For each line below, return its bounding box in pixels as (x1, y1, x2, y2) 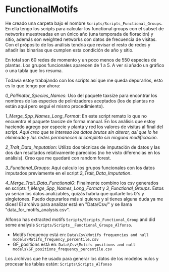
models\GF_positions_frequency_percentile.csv (12, 246, 112, 252)
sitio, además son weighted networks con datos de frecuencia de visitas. (5, 36, 157, 42)
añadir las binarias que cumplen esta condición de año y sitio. (5, 47, 134, 53)
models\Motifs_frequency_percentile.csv (12, 237, 99, 242)
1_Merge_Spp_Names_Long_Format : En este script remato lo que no (5, 113, 147, 119)
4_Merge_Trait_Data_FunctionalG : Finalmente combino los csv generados (5, 180, 159, 186)
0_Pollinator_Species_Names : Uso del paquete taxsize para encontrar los (5, 92, 157, 98)
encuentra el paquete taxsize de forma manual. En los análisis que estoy (5, 118, 155, 124)
